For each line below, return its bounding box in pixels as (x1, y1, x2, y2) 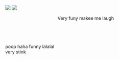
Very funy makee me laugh (57, 15, 114, 21)
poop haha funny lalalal (5, 43, 55, 49)
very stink (5, 49, 27, 55)
